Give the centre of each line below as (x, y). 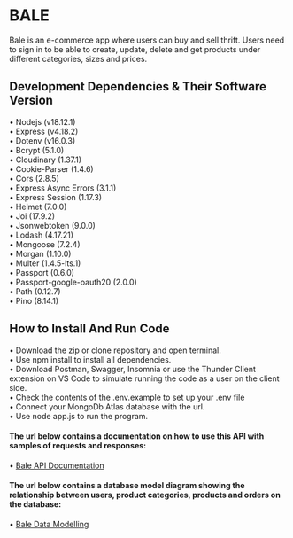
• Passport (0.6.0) (42, 272)
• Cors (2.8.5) (34, 178)
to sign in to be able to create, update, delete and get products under (135, 49)
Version (31, 101)
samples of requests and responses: (78, 446)
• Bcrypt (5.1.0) (37, 150)
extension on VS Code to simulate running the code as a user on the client (145, 378)
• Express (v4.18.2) (44, 131)
